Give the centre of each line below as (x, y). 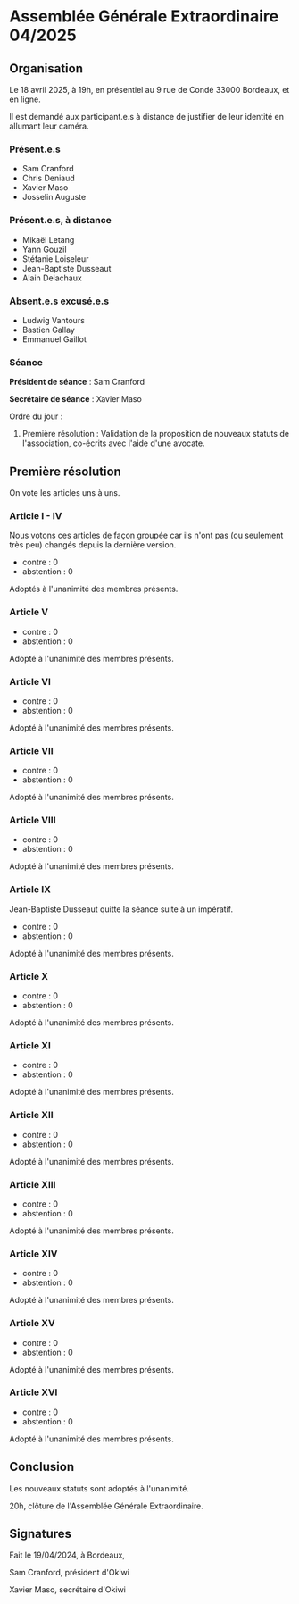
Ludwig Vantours (53, 320)
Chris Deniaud (49, 178)
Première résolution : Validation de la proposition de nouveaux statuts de (156, 434)
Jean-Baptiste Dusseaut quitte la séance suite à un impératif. (121, 909)
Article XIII (33, 1184)
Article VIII (33, 821)
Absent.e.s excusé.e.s (59, 301)
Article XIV (33, 1254)
